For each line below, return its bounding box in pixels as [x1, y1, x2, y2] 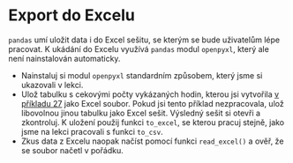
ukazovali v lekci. [20, 79, 84, 90]
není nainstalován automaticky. [8, 53, 121, 63]
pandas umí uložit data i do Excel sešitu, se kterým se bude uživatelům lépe [8, 34, 280, 45]
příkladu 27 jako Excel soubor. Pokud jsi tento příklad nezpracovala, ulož [20, 98, 284, 108]
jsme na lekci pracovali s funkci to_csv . [20, 126, 164, 137]
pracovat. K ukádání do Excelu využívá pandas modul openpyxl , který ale [8, 43, 270, 54]
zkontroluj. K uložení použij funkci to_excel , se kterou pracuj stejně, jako [20, 116, 285, 128]
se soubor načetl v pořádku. [20, 144, 124, 155]
